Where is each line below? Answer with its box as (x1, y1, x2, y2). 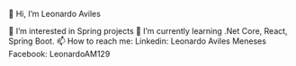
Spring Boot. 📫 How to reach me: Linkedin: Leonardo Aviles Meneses (8, 36, 267, 46)
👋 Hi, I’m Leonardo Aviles (8, 9, 101, 19)
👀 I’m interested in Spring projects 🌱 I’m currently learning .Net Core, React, (8, 26, 289, 36)
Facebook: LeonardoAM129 (8, 49, 111, 59)
